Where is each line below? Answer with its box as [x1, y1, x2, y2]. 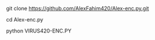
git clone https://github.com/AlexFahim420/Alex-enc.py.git [6, 5, 149, 12]
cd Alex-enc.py [6, 16, 43, 23]
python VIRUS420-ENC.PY [6, 27, 72, 34]
